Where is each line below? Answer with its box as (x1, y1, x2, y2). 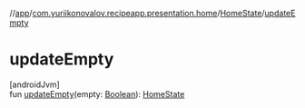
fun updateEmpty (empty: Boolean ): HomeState (9, 88, 185, 99)
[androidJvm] (9, 79, 61, 90)
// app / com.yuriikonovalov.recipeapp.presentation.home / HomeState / (9, 8, 265, 18)
